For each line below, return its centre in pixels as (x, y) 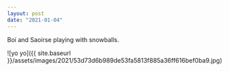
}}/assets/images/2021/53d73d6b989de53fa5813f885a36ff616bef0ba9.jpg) (115, 60)
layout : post (26, 13)
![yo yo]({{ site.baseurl (39, 53)
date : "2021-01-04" (35, 20)
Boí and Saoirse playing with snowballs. (63, 39)
